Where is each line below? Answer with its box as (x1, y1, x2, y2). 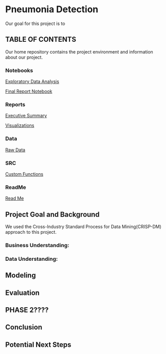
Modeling (5, 271, 36, 280)
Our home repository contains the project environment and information (5, 48, 153, 55)
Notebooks (5, 67, 34, 74)
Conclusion (5, 323, 43, 332)
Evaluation (5, 288, 40, 297)
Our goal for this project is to (5, 20, 65, 26)
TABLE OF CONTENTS (5, 35, 76, 44)
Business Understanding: (5, 241, 70, 249)
